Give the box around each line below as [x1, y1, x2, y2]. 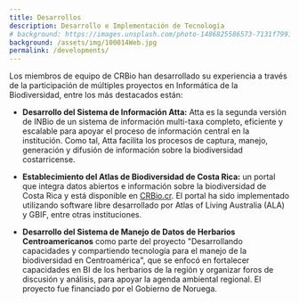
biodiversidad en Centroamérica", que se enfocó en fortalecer [21, 255, 250, 266]
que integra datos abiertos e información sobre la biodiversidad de [21, 181, 267, 192]
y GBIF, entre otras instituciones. [21, 209, 142, 220]
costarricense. [21, 154, 76, 165]
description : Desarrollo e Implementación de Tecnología [9, 21, 225, 30]
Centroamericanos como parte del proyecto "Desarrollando [21, 236, 243, 247]
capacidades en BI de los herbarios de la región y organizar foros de [21, 265, 274, 275]
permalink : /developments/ [9, 46, 109, 55]
